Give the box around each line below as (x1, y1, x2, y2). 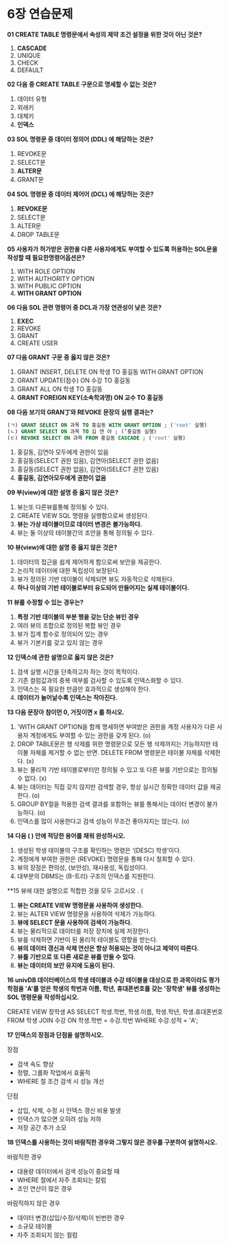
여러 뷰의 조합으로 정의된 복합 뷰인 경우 (16, 621, 122, 629)
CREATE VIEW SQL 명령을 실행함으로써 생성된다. (16, 511, 149, 519)
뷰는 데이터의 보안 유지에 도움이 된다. (16, 961, 115, 969)
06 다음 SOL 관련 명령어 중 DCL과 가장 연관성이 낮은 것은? (7, 303, 162, 311)
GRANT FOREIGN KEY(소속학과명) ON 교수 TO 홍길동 (16, 393, 164, 402)
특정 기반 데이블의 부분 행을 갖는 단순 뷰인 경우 (16, 613, 139, 621)
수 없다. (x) (16, 774, 47, 782)
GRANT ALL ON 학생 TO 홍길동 (16, 385, 103, 393)
